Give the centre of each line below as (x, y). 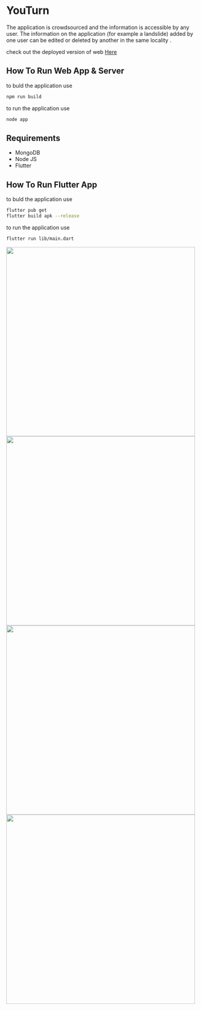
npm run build (24, 97)
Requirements (33, 138)
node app (17, 119)
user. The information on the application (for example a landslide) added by (100, 33)
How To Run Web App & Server (65, 71)
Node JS (26, 159)
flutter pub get (27, 210)
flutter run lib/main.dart (40, 239)
